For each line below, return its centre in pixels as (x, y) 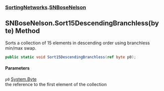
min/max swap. (21, 48)
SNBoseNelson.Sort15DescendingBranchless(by (82, 23)
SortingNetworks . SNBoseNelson (46, 7)
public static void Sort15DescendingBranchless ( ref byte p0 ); (71, 57)
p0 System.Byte (21, 79)
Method (27, 31)
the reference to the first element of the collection (56, 84)
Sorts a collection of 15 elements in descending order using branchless (78, 43)
